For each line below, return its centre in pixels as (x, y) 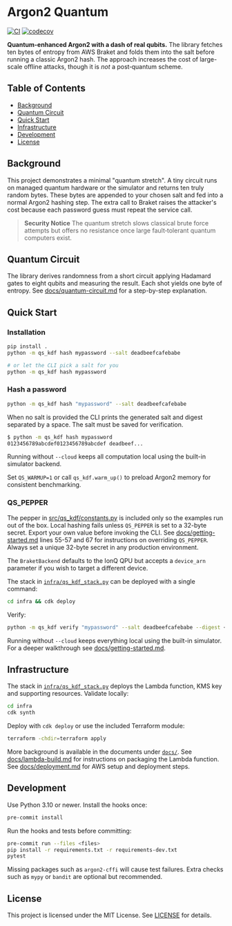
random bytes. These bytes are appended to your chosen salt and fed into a (115, 195)
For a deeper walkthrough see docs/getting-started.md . (86, 648)
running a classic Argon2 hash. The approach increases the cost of (103, 59)
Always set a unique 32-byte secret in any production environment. (103, 547)
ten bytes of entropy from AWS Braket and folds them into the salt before (111, 52)
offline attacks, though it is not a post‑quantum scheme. (103, 66)
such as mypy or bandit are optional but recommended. (85, 877)
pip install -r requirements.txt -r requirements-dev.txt (92, 850)
